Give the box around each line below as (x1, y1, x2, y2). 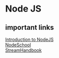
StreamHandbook (5, 47, 42, 53)
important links (5, 23, 54, 32)
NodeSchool (5, 42, 31, 48)
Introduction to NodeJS (5, 36, 54, 42)
